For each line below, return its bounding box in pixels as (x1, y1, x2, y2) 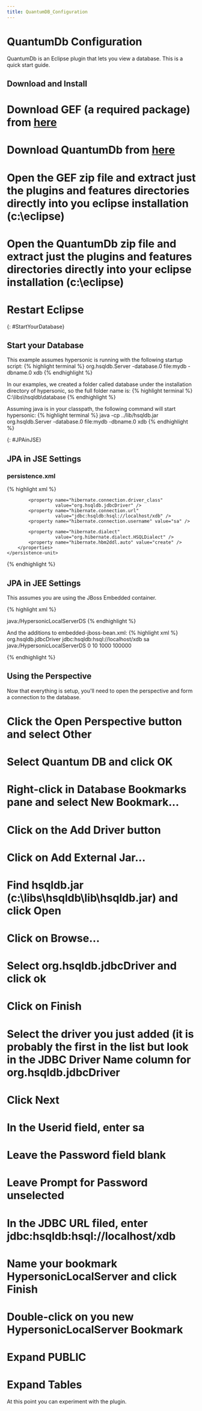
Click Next (7, 1093, 60, 1107)
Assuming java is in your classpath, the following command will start (7, 405, 176, 413)
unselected (7, 1189, 65, 1202)
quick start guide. (7, 61, 50, 68)
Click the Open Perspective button (7, 714, 182, 728)
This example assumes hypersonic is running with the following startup (7, 357, 183, 364)
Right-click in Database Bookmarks (7, 782, 187, 796)
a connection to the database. (7, 693, 81, 700)
